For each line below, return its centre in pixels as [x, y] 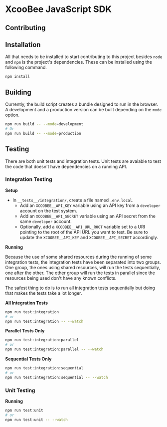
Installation [23, 44]
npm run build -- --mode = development [44, 124]
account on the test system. [48, 210]
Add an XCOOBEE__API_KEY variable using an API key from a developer [90, 205]
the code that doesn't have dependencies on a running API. [66, 166]
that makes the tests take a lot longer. [44, 293]
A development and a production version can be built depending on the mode [83, 110]
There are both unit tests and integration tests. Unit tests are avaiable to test [83, 161]
